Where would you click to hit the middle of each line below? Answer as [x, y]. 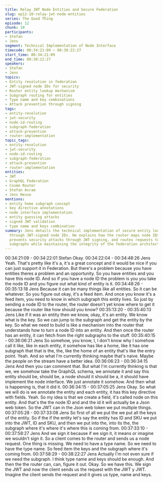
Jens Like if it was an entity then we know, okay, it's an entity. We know [76, 315]
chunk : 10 [15, 28]
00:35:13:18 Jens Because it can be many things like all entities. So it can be [81, 289]
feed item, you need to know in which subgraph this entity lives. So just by [79, 299]
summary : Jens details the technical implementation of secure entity [78, 231]
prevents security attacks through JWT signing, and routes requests [81, 240]
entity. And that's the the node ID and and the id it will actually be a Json [77, 402]
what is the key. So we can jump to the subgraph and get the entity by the [79, 320]
